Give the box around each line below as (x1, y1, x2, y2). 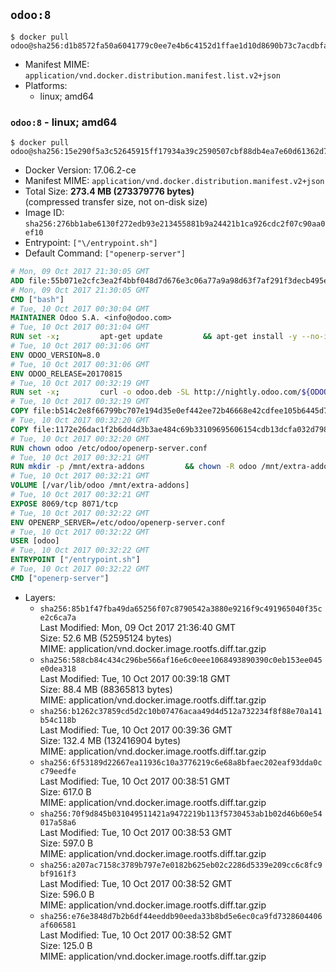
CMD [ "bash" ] (10, 294, 65, 304)
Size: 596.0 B (39, 888, 95, 900)
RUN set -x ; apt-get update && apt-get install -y (10, 332, 298, 342)
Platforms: (24, 79, 68, 91)
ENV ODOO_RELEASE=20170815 (10, 369, 123, 379)
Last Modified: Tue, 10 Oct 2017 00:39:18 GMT (39, 672, 232, 684)
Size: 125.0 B (39, 939, 93, 951)
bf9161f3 (39, 869, 77, 879)
